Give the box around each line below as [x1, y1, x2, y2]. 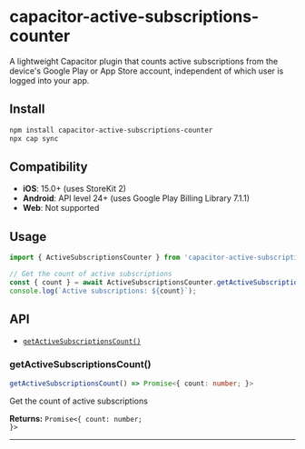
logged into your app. [9, 75, 90, 85]
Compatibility [9, 159, 88, 175]
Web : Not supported [22, 203, 100, 214]
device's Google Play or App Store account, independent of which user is [9, 65, 284, 76]
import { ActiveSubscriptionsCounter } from [9, 253, 181, 263]
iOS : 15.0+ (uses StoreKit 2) [22, 184, 127, 195]
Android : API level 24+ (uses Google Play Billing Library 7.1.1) [22, 193, 251, 204]
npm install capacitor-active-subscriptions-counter [9, 125, 213, 135]
